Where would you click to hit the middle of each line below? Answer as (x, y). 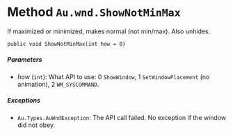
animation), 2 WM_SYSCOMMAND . (58, 84)
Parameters (25, 59)
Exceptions (24, 100)
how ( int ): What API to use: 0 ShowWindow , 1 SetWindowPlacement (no (113, 76)
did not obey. (36, 125)
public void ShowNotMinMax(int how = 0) (67, 44)
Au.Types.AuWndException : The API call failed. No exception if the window (122, 117)
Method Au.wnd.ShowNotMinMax (94, 12)
